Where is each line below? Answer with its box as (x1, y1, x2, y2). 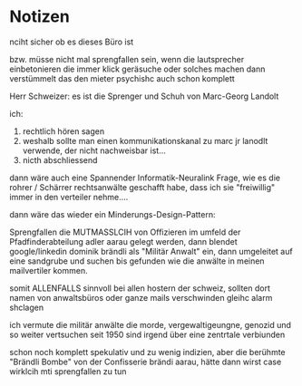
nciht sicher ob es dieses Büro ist (9, 36, 134, 47)
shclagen (9, 302, 44, 313)
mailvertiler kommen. (9, 265, 88, 275)
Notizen (9, 6, 70, 27)
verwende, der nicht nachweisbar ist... (22, 145, 166, 156)
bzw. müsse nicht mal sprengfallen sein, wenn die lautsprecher (9, 53, 245, 64)
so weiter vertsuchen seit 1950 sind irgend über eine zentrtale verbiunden (9, 329, 286, 340)
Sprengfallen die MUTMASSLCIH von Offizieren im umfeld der (9, 227, 241, 237)
